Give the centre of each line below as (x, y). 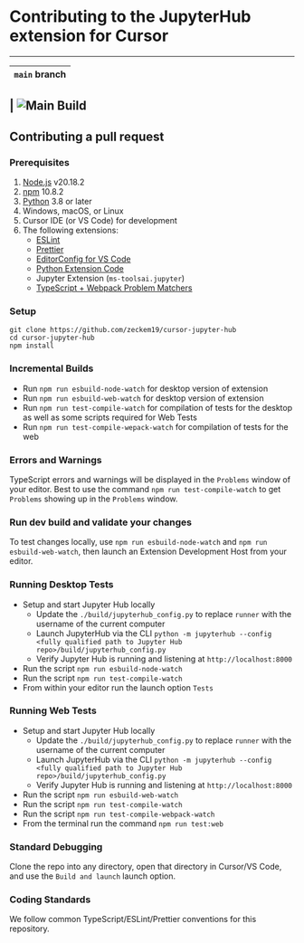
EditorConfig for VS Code (83, 259)
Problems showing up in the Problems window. (94, 499)
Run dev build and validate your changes (101, 522)
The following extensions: (71, 230)
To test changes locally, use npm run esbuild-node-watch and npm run (138, 542)
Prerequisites (39, 162)
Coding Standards (50, 900)
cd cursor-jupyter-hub (52, 338)
